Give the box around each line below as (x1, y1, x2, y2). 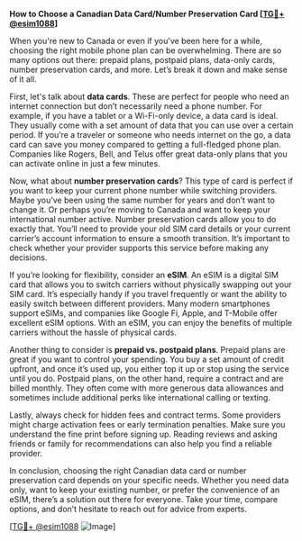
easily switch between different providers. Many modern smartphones (9, 298, 270, 309)
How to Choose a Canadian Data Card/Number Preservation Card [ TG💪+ (9, 9, 285, 19)
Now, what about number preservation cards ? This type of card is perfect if (9, 176, 293, 186)
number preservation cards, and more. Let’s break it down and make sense (9, 64, 288, 75)
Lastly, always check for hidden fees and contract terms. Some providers (9, 410, 281, 420)
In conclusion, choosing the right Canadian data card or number (9, 465, 247, 476)
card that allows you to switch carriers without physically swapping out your (9, 279, 292, 290)
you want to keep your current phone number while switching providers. (9, 185, 278, 195)
